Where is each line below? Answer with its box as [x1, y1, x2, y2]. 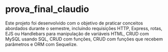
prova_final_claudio [5, 3, 89, 15]
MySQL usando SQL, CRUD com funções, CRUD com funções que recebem [5, 36, 163, 42]
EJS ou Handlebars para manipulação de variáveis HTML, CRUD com [5, 30, 149, 36]
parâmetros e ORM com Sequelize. [5, 41, 78, 47]
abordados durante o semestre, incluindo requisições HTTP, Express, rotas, [5, 25, 162, 31]
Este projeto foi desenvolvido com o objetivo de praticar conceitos [5, 20, 143, 26]
